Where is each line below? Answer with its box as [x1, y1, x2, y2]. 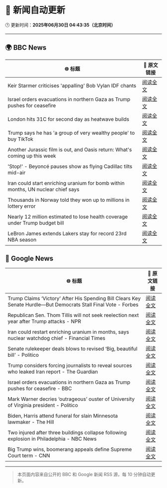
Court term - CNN [7, 452, 51, 459]
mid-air [7, 169, 26, 176]
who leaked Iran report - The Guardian [7, 368, 98, 375]
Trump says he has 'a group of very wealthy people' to [7, 129, 135, 136]
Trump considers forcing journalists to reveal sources [7, 362, 132, 369]
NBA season [7, 236, 37, 243]
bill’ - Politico [7, 351, 39, 358]
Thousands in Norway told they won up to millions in [7, 196, 130, 203]
